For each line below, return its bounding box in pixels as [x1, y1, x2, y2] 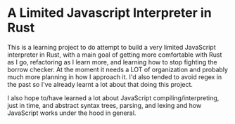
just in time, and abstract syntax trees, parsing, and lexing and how [7, 101, 202, 109]
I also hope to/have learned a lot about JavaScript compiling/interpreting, [7, 93, 220, 102]
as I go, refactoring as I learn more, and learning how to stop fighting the [7, 57, 217, 66]
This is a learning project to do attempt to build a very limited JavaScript [7, 43, 216, 51]
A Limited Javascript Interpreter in [7, 5, 212, 21]
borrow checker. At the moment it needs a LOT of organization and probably [7, 65, 229, 74]
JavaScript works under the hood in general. [7, 109, 136, 117]
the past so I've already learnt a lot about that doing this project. [7, 80, 193, 88]
